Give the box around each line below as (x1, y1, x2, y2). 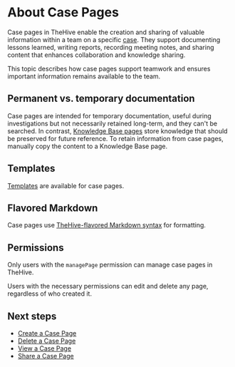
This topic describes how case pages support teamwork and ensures (7, 64, 211, 73)
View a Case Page (17, 344, 72, 353)
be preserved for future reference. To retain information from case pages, (7, 134, 224, 143)
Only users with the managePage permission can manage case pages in (7, 261, 213, 269)
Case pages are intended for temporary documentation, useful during (7, 111, 211, 120)
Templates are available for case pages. (7, 181, 125, 190)
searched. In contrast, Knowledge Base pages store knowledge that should (7, 126, 228, 135)
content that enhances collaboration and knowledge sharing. (7, 51, 186, 59)
